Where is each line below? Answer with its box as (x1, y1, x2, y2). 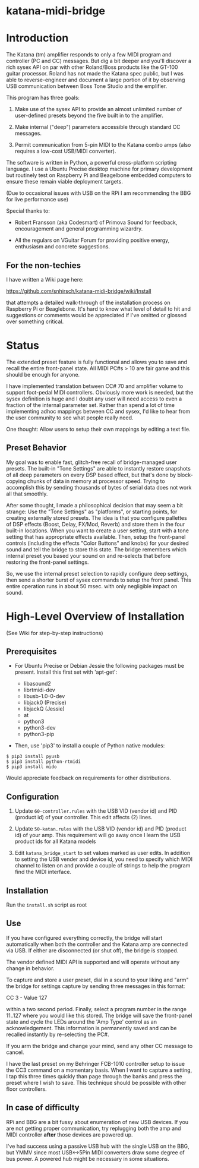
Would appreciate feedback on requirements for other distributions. (6, 774, 171, 782)
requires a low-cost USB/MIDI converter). (14, 147, 116, 155)
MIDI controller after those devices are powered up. (6, 1131, 133, 1138)
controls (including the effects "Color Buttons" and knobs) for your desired (6, 539, 189, 547)
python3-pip (23, 731, 55, 738)
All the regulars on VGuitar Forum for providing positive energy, (14, 236, 170, 244)
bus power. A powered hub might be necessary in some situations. (6, 1155, 169, 1162)
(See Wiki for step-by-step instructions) (6, 629, 103, 636)
